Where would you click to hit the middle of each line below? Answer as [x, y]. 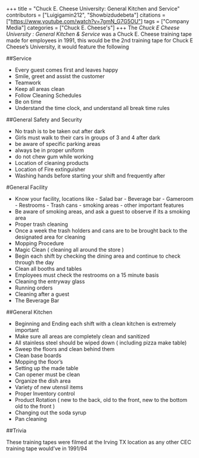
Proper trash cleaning [41, 224]
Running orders [34, 288]
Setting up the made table [46, 368]
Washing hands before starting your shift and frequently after [90, 175]
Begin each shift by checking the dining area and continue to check [97, 256]
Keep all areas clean [40, 89]
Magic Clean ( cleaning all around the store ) [69, 250]
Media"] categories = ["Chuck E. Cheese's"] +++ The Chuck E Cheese [93, 28]
